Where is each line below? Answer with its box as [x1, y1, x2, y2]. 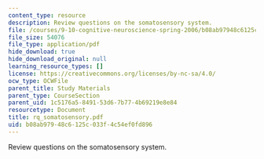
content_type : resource [8, 11, 86, 20]
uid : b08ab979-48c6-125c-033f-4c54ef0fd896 [8, 121, 153, 128]
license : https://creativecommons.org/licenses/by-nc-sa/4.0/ [8, 70, 216, 78]
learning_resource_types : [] [8, 63, 104, 70]
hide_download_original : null [8, 56, 108, 63]
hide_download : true [8, 48, 76, 56]
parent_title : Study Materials [8, 84, 111, 92]
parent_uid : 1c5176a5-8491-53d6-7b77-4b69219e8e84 [8, 99, 178, 107]
